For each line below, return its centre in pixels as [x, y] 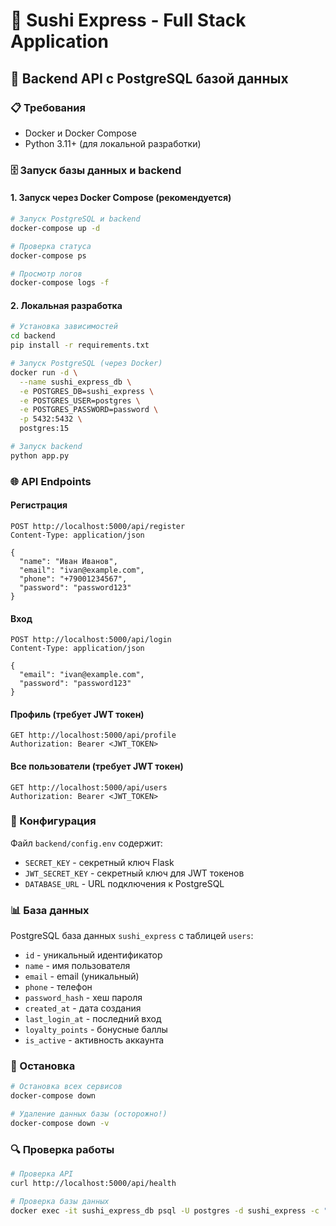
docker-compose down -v [60, 1124]
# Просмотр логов [46, 274]
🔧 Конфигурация [53, 821]
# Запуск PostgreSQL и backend [75, 219]
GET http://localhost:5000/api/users [89, 787]
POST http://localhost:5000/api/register [98, 526]
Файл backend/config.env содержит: [86, 843]
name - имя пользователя [77, 966]
